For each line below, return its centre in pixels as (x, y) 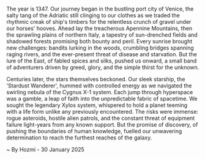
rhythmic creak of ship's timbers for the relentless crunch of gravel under (99, 22)
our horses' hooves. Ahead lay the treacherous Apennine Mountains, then (99, 28)
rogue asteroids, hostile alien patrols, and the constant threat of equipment (101, 118)
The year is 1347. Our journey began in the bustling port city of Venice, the (100, 9)
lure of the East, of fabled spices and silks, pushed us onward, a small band (102, 61)
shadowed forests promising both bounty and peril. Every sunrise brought (99, 41)
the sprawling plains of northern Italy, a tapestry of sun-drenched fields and (102, 35)
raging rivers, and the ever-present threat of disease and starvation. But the (102, 54)
